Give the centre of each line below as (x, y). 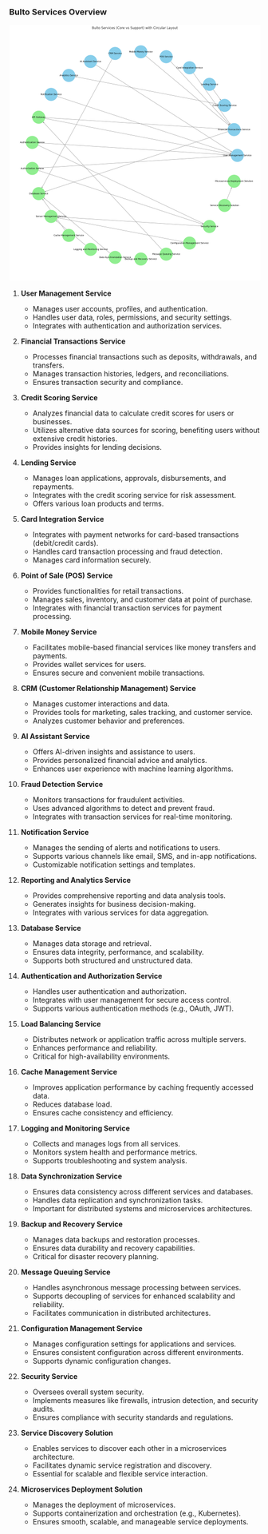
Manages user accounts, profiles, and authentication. (120, 309)
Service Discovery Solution (67, 1433)
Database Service (51, 928)
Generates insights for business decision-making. (114, 904)
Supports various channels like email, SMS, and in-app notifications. (145, 856)
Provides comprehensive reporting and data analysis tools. (129, 896)
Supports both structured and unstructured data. (112, 960)
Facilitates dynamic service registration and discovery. (122, 1465)
